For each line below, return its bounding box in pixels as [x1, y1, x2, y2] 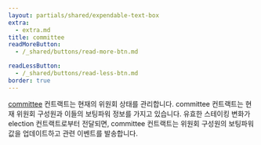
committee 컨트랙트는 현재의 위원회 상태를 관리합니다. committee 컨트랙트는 [8, 99, 245, 108]
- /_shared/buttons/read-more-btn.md [15, 48, 139, 56]
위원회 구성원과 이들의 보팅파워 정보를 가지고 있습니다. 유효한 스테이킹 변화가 [16, 109, 251, 118]
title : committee [8, 33, 65, 42]
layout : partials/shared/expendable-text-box [8, 11, 159, 20]
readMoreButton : [8, 41, 61, 49]
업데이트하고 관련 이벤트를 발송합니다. [22, 129, 139, 138]
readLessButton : [8, 62, 61, 71]
